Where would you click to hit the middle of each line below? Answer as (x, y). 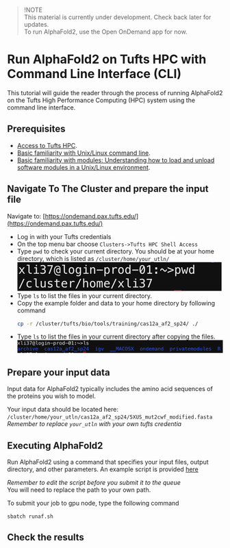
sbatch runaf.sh (30, 516)
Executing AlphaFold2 (55, 446)
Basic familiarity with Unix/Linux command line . (84, 153)
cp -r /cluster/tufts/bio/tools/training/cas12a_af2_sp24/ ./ (107, 324)
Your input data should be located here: (63, 410)
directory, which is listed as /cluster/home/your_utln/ (93, 258)
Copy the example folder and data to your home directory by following (116, 303)
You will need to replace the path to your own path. (79, 490)
